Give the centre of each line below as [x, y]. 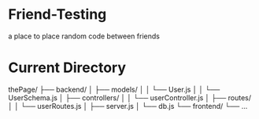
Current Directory [67, 68]
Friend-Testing [57, 14]
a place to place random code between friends [84, 36]
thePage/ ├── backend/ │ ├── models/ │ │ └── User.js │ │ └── [114, 89]
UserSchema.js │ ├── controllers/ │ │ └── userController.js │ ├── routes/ [130, 97]
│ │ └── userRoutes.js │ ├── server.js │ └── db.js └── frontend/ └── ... [128, 106]
